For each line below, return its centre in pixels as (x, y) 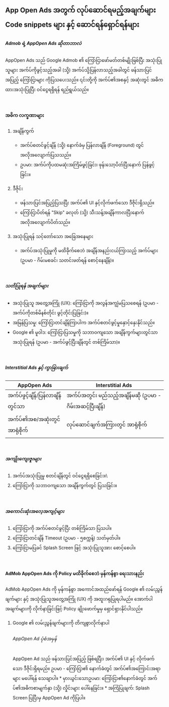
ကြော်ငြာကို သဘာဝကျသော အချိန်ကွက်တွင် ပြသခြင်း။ (65, 486)
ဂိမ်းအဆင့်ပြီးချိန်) (86, 406)
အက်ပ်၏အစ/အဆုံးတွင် (34, 419)
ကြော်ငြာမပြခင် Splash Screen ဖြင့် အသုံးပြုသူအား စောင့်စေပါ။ (74, 548)
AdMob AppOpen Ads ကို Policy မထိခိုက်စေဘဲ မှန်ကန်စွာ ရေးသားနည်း (75, 574)
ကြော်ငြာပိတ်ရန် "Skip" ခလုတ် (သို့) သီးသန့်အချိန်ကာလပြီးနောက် (82, 212)
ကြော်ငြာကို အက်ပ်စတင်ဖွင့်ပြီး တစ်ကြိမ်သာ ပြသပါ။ (62, 528)
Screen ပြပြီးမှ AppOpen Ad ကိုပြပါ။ (49, 697)
